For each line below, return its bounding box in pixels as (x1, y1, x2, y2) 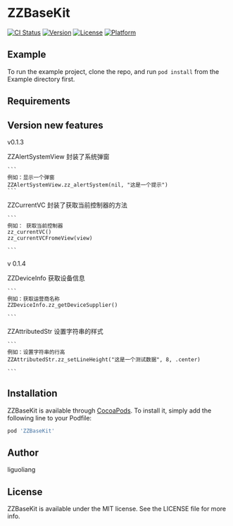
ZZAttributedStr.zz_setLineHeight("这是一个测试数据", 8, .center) (7, 356, 201, 363)
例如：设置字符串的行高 (7, 349, 65, 356)
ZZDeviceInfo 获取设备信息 (7, 273, 86, 282)
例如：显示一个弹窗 (7, 174, 55, 181)
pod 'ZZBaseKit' (7, 427, 55, 434)
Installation (7, 387, 58, 399)
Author (7, 447, 39, 459)
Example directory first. (7, 75, 75, 83)
